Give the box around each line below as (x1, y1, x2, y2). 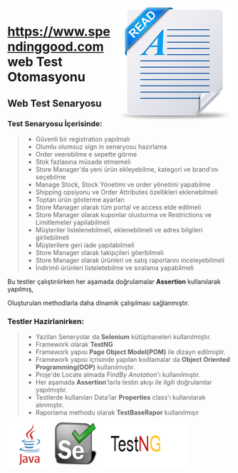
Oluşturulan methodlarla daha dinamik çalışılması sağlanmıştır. (7, 298, 190, 307)
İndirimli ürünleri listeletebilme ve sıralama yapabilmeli (35, 263, 195, 272)
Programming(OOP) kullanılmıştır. (35, 363, 135, 372)
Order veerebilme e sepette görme (35, 150, 138, 158)
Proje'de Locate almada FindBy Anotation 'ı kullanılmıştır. (35, 370, 201, 379)
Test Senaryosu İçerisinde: (7, 118, 103, 128)
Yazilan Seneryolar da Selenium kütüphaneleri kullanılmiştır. (35, 333, 212, 341)
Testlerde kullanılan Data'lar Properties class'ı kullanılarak (35, 393, 206, 402)
